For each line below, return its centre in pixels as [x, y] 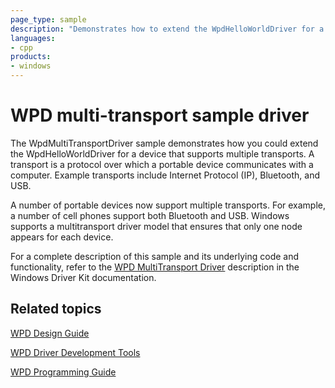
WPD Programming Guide [63, 372]
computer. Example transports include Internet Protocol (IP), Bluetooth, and [165, 175]
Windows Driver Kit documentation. [83, 277]
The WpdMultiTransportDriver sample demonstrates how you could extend [164, 143]
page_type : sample [48, 19]
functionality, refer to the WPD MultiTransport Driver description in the [155, 267]
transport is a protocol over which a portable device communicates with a [162, 164]
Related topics [56, 309]
